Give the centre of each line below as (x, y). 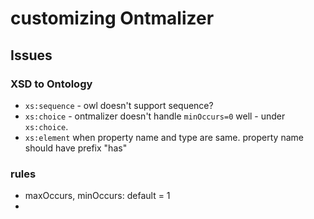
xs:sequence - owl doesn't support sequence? (119, 105)
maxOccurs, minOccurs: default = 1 (97, 196)
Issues (31, 55)
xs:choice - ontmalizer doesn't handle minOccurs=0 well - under (155, 116)
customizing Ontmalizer (112, 18)
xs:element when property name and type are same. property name (164, 137)
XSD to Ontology (51, 84)
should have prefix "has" (76, 148)
